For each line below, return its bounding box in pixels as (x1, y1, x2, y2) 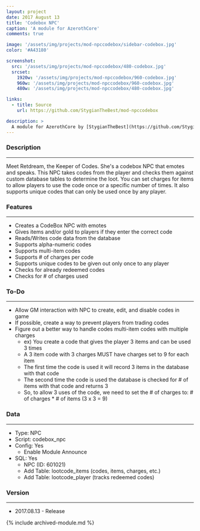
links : (6, 97, 23, 103)
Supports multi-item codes (14, 247, 81, 254)
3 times (23, 344, 42, 352)
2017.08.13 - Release (14, 507, 65, 514)
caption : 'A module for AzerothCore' (6, 25, 100, 32)
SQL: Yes (14, 454, 37, 462)
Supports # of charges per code (14, 254, 94, 261)
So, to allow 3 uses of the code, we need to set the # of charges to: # (23, 389, 193, 396)
